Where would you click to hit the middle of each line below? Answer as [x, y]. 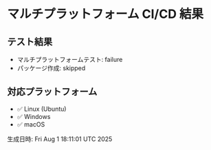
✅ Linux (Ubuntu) [42, 109]
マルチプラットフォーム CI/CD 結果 [105, 14]
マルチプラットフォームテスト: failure [70, 60]
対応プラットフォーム [52, 92]
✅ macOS [31, 124]
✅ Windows [34, 116]
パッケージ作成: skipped [51, 68]
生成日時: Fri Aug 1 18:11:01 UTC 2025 [60, 139]
